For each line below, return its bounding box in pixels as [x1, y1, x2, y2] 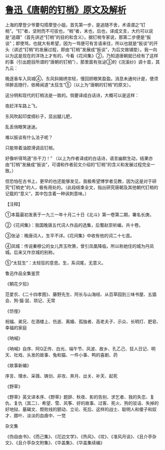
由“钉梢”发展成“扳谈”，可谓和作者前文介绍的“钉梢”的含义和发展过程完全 [5, 161, 151, 167]
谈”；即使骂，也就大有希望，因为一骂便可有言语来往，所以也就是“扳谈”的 [5, 40, 154, 46]
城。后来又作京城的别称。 [5, 249, 57, 255]
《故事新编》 [5, 362, 31, 368]
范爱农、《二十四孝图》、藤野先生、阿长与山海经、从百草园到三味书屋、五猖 [5, 291, 157, 297]
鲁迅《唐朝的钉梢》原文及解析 [5, 4, 127, 16]
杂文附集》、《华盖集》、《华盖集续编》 [31, 440, 105, 446]
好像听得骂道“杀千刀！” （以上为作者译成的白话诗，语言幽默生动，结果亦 [5, 155, 153, 161]
